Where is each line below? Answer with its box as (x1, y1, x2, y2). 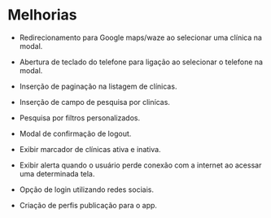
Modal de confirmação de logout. (19, 129, 132, 138)
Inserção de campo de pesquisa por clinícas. (19, 97, 170, 107)
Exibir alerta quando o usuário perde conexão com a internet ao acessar (19, 160, 262, 170)
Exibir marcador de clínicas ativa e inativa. (19, 144, 161, 154)
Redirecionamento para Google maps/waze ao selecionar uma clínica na (19, 33, 262, 42)
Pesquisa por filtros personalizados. (19, 112, 141, 123)
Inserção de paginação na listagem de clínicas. (19, 81, 177, 91)
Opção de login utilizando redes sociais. (19, 185, 154, 194)
